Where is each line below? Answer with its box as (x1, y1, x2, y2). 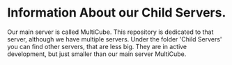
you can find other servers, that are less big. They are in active (7, 42, 187, 50)
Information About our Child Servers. (7, 5, 226, 21)
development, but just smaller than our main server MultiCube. (7, 50, 187, 58)
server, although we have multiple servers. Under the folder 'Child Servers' (7, 35, 222, 43)
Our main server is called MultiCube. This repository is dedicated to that (7, 28, 214, 36)
